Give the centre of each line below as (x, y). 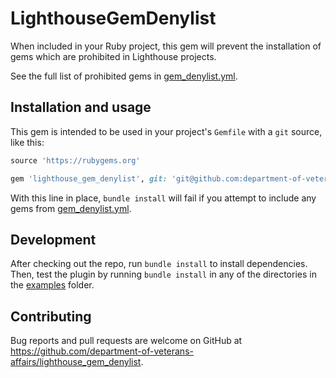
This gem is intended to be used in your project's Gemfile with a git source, (166, 131)
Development (53, 239)
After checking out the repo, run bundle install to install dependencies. (159, 264)
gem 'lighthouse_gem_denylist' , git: (89, 178)
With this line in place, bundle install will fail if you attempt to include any (163, 198)
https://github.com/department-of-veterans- (102, 351)
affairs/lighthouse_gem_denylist (76, 362)
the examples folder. (52, 285)
